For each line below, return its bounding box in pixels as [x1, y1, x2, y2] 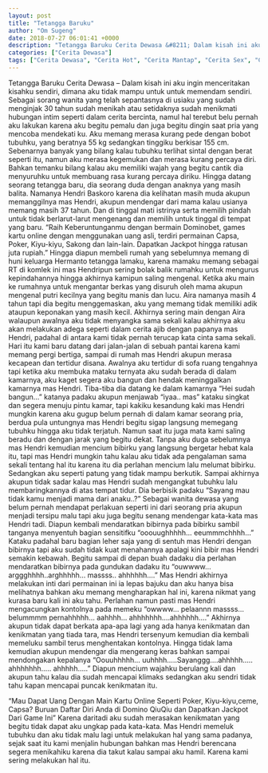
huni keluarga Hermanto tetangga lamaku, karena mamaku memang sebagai [8, 256, 259, 266]
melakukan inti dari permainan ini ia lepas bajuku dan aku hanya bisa [8, 578, 234, 588]
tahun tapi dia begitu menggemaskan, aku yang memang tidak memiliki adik [8, 299, 258, 308]
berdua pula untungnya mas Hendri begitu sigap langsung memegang [8, 417, 238, 427]
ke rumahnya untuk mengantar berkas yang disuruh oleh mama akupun [8, 281, 243, 291]
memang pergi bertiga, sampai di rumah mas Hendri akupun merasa [8, 349, 233, 359]
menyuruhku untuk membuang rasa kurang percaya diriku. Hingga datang [8, 171, 251, 180]
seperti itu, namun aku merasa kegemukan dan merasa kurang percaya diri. [8, 154, 257, 164]
